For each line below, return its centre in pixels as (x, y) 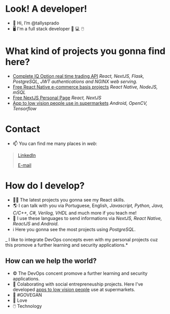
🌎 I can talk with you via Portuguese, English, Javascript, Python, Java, (88, 205)
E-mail (24, 165)
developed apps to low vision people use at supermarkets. (74, 289)
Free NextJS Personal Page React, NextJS (57, 98)
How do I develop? (45, 186)
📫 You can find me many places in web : (55, 144)
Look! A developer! (46, 9)
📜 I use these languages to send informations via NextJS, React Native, (87, 218)
